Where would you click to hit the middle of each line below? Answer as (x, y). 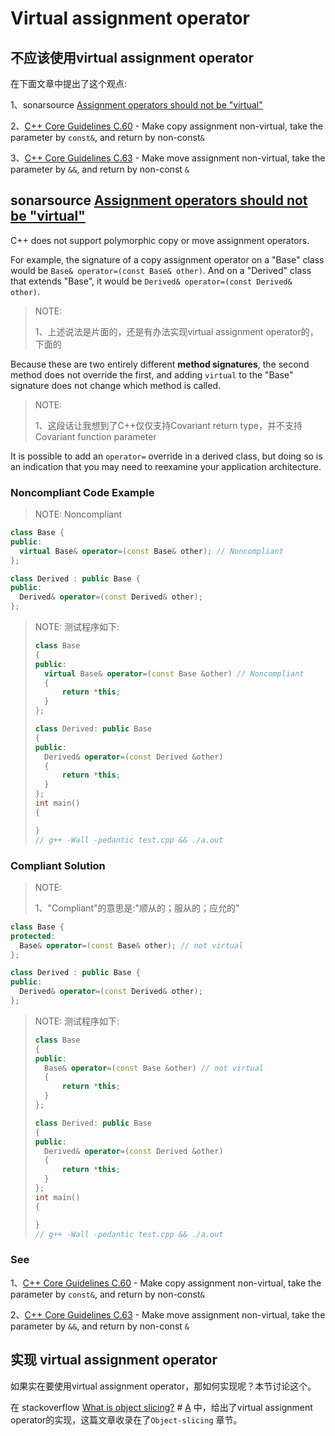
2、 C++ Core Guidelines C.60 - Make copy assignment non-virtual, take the (166, 126)
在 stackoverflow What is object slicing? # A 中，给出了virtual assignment (161, 1407)
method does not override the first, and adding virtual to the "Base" (152, 374)
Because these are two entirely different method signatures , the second (160, 364)
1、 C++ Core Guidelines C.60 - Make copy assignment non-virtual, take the (166, 1283)
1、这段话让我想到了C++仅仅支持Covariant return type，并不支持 (168, 425)
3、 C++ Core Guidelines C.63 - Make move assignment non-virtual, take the (168, 158)
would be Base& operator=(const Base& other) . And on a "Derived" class (161, 270)
